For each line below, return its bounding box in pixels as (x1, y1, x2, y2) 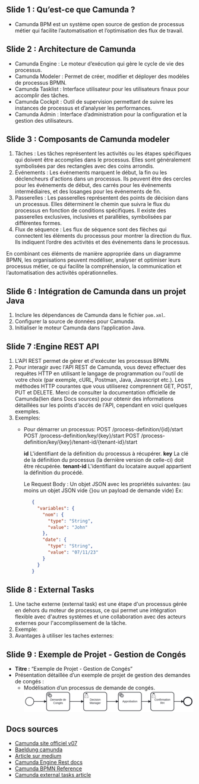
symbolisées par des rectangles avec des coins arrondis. (14, 163, 154, 170)
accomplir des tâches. (14, 92, 70, 99)
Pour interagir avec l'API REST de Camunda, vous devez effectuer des (14, 363, 186, 371)
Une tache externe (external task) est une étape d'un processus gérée (14, 601, 187, 608)
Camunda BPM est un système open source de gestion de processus (14, 20, 185, 27)
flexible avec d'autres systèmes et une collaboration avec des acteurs (14, 613, 186, 620)
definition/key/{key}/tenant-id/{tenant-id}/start (23, 438, 138, 446)
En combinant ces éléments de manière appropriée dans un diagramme (6, 250, 181, 257)
